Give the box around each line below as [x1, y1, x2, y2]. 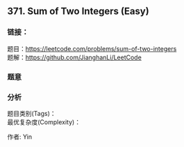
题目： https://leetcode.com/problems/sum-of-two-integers [7, 44, 177, 52]
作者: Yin [7, 133, 33, 141]
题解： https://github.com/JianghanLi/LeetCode [7, 53, 142, 61]
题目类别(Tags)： [7, 109, 57, 117]
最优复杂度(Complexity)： [7, 117, 81, 126]
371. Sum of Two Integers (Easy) [7, 6, 149, 17]
